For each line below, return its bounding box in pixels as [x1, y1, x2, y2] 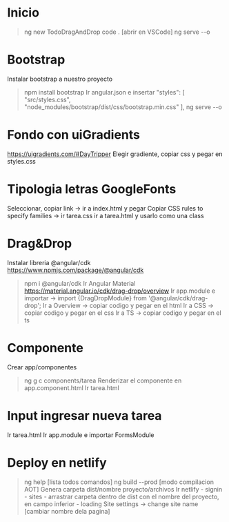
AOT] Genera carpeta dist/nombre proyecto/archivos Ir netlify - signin [23, 485, 223, 493]
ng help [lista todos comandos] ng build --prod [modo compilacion [23, 478, 214, 486]
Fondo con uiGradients [7, 127, 140, 143]
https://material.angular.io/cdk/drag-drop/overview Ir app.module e [23, 287, 216, 295]
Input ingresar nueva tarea [7, 407, 162, 423]
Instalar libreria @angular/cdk [7, 258, 91, 267]
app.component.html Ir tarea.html [23, 383, 119, 391]
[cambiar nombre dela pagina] [23, 507, 110, 515]
